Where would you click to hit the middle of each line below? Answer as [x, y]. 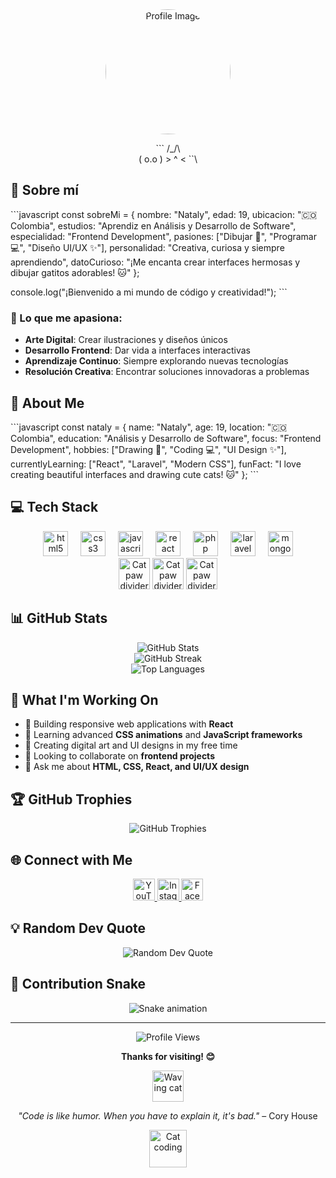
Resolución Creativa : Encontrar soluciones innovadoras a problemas [167, 372]
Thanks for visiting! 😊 [167, 1056]
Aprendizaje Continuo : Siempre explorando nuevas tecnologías [156, 361]
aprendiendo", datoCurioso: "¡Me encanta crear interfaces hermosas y [155, 262]
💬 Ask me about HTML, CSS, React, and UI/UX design [137, 767]
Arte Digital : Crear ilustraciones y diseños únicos [126, 340]
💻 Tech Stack [54, 507]
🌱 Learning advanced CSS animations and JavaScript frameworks [163, 735]
